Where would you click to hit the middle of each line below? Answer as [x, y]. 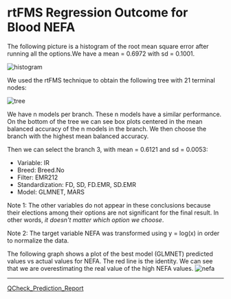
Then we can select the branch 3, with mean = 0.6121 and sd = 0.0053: [108, 149]
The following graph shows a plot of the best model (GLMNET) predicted [110, 254]
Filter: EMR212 [37, 177]
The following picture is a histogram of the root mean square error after [108, 46]
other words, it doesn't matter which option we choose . [86, 220]
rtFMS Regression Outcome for [98, 13]
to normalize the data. [38, 240]
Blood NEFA [41, 27]
